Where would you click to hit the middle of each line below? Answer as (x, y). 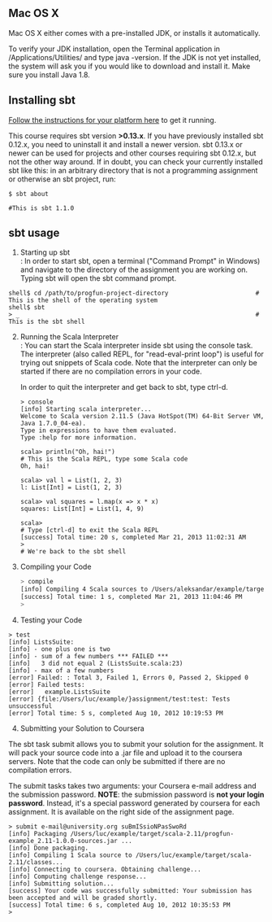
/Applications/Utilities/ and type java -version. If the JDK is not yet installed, (135, 57)
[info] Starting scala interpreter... (86, 409)
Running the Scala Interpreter (69, 337)
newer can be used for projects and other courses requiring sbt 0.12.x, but (132, 153)
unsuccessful (30, 706)
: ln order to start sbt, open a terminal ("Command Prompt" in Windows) (140, 261)
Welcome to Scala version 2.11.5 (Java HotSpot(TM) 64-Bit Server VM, (142, 417)
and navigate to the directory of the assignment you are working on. (134, 270)
